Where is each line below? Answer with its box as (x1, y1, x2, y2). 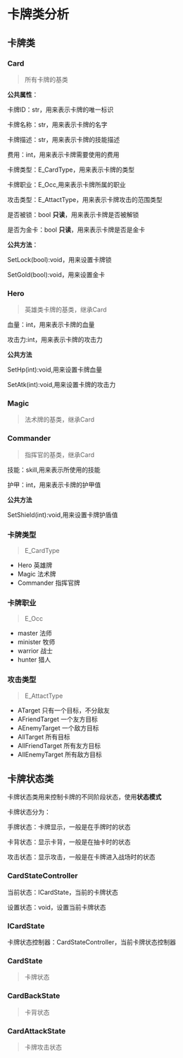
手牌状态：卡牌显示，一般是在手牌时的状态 (7, 823, 131, 831)
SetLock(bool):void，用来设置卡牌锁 (7, 255, 112, 263)
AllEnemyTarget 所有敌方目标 (17, 750, 102, 759)
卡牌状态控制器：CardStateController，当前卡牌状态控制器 (7, 938, 176, 946)
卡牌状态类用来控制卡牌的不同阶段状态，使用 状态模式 (7, 792, 162, 802)
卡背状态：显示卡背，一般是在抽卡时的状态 (7, 838, 131, 846)
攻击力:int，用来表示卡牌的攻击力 (7, 335, 103, 344)
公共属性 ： (7, 90, 39, 99)
